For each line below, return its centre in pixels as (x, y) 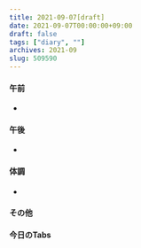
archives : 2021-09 (43, 50)
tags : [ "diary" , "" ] (47, 42)
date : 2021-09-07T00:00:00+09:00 (71, 26)
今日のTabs (30, 235)
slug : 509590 (33, 58)
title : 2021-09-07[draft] (57, 17)
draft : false (33, 34)
